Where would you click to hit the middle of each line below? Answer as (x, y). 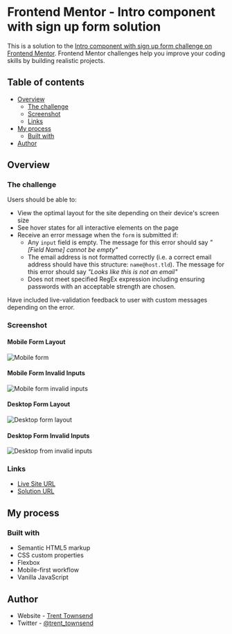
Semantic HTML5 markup (54, 548)
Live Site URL (36, 484)
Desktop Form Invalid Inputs (48, 435)
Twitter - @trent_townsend (55, 623)
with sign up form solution (84, 27)
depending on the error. (41, 307)
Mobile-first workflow (48, 570)
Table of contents (46, 83)
